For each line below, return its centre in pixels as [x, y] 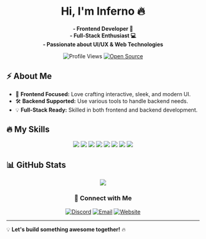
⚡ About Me [29, 76]
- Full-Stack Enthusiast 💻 [103, 36]
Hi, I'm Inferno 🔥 [103, 11]
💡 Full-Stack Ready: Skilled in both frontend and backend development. [106, 110]
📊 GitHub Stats [36, 165]
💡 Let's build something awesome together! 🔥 [66, 229]
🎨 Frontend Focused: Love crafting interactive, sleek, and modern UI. [103, 94]
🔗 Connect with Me [103, 199]
